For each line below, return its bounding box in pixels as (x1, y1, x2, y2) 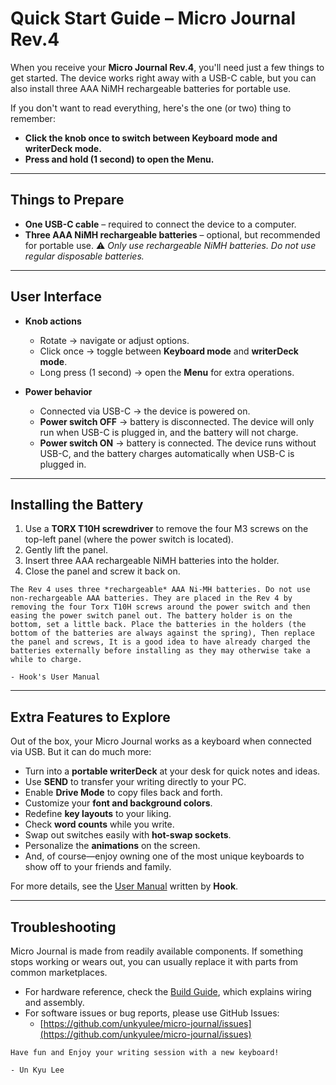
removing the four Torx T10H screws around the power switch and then (10, 602, 311, 612)
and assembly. (24, 997, 85, 1008)
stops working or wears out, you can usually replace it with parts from (10, 956, 299, 967)
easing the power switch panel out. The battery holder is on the (10, 611, 293, 621)
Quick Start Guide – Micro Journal (10, 7, 297, 30)
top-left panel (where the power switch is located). (24, 533, 234, 546)
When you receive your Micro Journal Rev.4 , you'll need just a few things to (10, 61, 325, 73)
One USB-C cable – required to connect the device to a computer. (24, 218, 297, 230)
